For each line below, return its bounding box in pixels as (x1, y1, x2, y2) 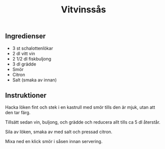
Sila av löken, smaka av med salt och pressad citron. (5, 129, 113, 135)
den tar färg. (5, 110, 31, 116)
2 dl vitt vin (12, 50, 36, 56)
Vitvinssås (61, 4, 106, 15)
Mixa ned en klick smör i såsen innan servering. (5, 139, 103, 145)
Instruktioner (5, 91, 47, 99)
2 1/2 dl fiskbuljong (12, 56, 51, 62)
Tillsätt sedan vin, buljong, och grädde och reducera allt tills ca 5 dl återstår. (5, 119, 161, 125)
